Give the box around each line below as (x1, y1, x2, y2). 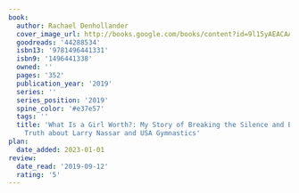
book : (8, 12, 29, 22)
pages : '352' (16, 71, 65, 80)
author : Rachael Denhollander (16, 21, 129, 30)
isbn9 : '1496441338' (16, 54, 93, 63)
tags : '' (16, 112, 49, 121)
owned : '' (16, 63, 53, 72)
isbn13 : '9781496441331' (16, 46, 109, 55)
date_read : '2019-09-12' (16, 162, 109, 171)
